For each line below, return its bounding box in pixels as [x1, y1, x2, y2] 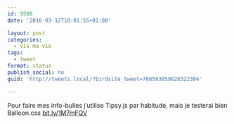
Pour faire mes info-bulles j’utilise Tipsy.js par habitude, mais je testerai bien [7, 101, 228, 109]
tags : [7, 49, 23, 56]
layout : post [7, 30, 46, 37]
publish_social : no [7, 68, 65, 76]
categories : [7, 36, 42, 43]
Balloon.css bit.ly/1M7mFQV [7, 108, 88, 117]
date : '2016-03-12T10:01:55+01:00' [7, 17, 112, 24]
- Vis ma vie [13, 43, 52, 50]
